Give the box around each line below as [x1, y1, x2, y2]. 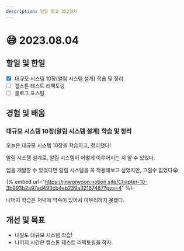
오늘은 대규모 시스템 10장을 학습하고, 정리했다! [6, 141, 111, 149]
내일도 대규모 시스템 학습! [14, 232, 73, 239]
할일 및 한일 [6, 58, 46, 68]
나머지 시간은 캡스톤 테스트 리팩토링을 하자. [14, 239, 113, 246]
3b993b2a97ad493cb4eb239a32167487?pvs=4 [6, 184, 122, 191]
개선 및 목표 [6, 215, 46, 225]
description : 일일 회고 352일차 [6, 8, 78, 15]
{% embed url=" [6, 178, 46, 185]
